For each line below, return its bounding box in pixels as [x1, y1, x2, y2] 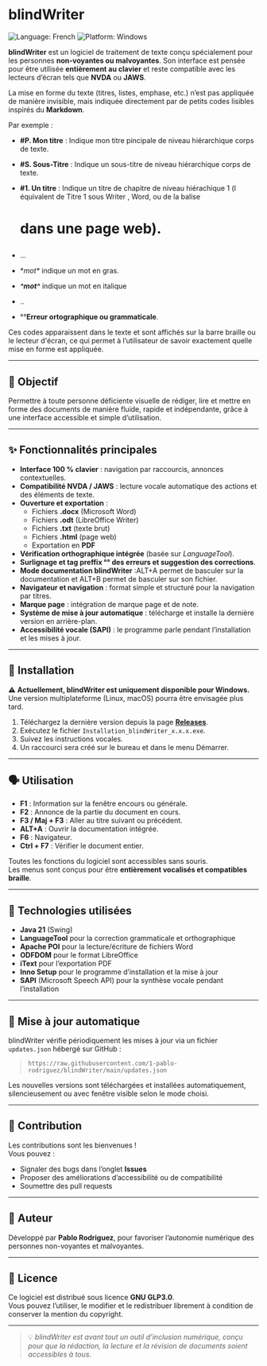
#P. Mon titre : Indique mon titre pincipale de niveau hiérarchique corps [19, 135, 254, 145]
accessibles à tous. [27, 1349, 92, 1360]
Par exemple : [8, 120, 53, 130]
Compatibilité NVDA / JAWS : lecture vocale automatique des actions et [19, 481, 257, 490]
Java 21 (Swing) [19, 925, 73, 935]
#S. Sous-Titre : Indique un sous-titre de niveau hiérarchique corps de [19, 159, 251, 168]
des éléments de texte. [19, 490, 95, 499]
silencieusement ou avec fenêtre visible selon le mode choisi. [8, 1089, 209, 1098]
